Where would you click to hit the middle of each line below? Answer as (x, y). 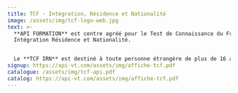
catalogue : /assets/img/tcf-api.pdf (61, 72)
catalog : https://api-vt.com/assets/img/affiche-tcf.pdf (93, 78)
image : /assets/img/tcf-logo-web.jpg (63, 20)
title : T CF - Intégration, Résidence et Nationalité (87, 14)
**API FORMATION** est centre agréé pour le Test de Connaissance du (118, 33)
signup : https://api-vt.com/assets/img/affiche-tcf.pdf (91, 66)
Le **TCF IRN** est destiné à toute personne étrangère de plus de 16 (120, 59)
